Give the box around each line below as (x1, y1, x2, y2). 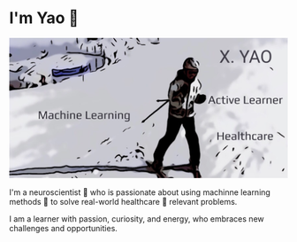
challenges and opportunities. (9, 223, 118, 234)
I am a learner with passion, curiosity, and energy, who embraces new (9, 214, 264, 224)
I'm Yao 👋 (9, 8, 80, 28)
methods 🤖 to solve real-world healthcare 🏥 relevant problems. (9, 197, 238, 207)
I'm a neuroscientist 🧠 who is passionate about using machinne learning (9, 187, 271, 198)
